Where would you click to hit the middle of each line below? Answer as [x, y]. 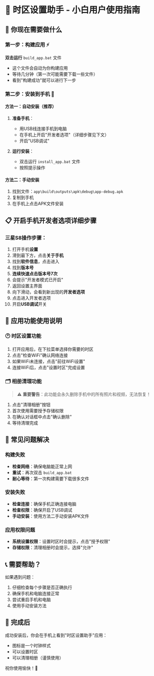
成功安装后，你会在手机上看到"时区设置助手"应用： [56, 635]
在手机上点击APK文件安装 [38, 204]
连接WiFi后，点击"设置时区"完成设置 [48, 367]
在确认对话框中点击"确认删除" [42, 417]
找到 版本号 [23, 267]
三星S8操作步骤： [26, 238]
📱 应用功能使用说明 [34, 321]
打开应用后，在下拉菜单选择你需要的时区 [53, 349]
